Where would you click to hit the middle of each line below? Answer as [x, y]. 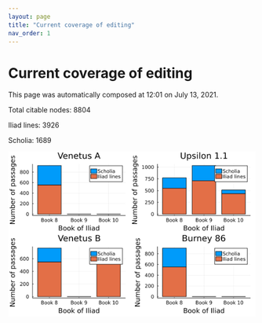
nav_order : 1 [29, 33]
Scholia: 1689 [30, 141]
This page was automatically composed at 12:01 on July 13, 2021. [113, 95]
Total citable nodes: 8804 [50, 110]
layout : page [29, 17]
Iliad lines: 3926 [34, 125]
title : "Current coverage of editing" [71, 25]
